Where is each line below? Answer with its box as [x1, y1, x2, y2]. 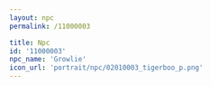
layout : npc [9, 13, 54, 23]
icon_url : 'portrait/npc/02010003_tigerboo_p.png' [9, 63, 204, 72]
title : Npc [9, 38, 50, 47]
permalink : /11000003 [9, 22, 91, 31]
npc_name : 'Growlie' [9, 55, 87, 64]
